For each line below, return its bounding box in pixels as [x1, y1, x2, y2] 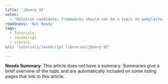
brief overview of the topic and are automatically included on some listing [5, 68, 156, 74]
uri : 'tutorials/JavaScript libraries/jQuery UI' [5, 44, 111, 49]
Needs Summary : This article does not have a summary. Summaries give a [5, 62, 160, 68]
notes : [5, 12, 19, 17]
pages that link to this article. [5, 73, 65, 79]
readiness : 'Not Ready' [5, 21, 55, 26]
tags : [5, 26, 16, 31]
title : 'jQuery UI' [5, 7, 46, 12]
